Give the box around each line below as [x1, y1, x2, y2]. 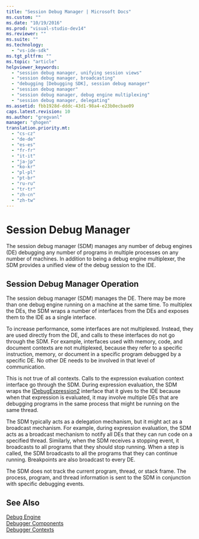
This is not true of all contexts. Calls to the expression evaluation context [6, 375, 184, 382]
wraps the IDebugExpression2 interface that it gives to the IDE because [6, 388, 181, 395]
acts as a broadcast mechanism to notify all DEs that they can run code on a [6, 430, 193, 438]
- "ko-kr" [11, 164, 36, 170]
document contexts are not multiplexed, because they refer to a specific [6, 344, 183, 352]
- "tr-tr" [11, 186, 36, 192]
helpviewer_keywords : [6, 64, 60, 70]
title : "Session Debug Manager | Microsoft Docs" [6, 8, 132, 15]
